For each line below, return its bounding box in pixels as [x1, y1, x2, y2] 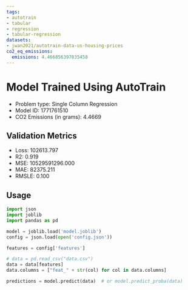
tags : [6, 8, 20, 15]
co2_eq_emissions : [6, 49, 53, 55]
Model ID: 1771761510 [15, 107, 69, 114]
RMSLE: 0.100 [15, 172, 50, 180]
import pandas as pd [6, 217, 59, 223]
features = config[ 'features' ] [6, 245, 86, 251]
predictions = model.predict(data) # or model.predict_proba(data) [6, 278, 183, 285]
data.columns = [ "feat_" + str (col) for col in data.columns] [6, 268, 167, 274]
